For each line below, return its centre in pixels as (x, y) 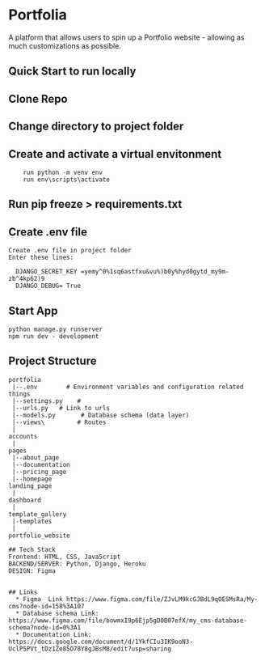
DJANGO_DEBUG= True (48, 286)
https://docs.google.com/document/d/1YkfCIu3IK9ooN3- (101, 642)
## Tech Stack (32, 549)
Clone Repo (38, 99)
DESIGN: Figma (32, 571)
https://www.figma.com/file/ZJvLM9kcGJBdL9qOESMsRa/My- (162, 599)
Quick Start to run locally (72, 72)
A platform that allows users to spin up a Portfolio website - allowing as (126, 37)
